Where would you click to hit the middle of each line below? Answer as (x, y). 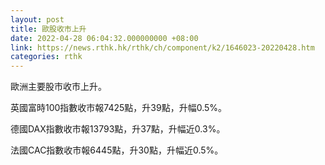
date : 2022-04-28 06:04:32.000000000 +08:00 (104, 38)
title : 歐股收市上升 (48, 29)
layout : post (37, 19)
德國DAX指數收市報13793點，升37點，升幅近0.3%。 (118, 129)
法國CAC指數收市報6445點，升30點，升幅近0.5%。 (117, 150)
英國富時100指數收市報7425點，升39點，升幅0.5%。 (119, 108)
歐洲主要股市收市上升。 (58, 87)
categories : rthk (46, 57)
